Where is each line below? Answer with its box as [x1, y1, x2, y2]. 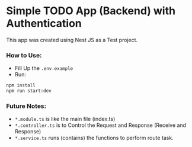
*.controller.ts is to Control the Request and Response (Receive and [14, 122, 187, 129]
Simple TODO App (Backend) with [6, 4, 176, 18]
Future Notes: [6, 102, 46, 110]
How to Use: [6, 51, 42, 59]
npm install [6, 82, 36, 88]
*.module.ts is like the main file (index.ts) [14, 116, 116, 123]
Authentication [6, 17, 82, 30]
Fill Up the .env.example [14, 65, 73, 72]
